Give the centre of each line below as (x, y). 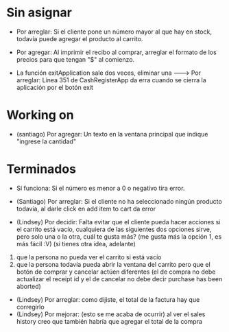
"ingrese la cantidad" (46, 141)
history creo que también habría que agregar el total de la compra (109, 321)
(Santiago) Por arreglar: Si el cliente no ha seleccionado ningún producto (119, 201)
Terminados (41, 169)
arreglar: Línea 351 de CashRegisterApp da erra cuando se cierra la (111, 80)
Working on (40, 115)
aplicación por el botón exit (55, 87)
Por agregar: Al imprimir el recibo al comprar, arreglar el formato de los (116, 52)
